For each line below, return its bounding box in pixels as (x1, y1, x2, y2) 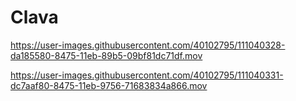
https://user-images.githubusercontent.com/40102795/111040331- (10, 69, 284, 81)
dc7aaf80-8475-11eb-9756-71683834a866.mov (10, 79, 208, 91)
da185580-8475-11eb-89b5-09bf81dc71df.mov (10, 49, 203, 61)
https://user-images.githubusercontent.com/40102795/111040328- (10, 39, 286, 51)
